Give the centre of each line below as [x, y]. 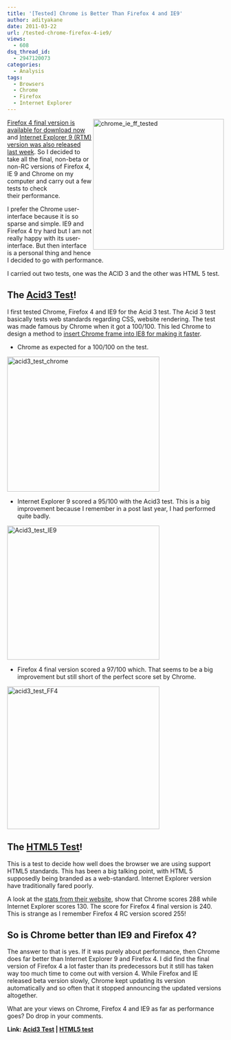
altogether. [22, 995]
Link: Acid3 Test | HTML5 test [51, 1030]
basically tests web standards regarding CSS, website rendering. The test [111, 319]
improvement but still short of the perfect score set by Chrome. [107, 676]
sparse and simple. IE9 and [46, 224]
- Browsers [29, 84]
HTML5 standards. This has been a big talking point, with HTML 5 [100, 871]
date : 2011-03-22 [32, 26]
